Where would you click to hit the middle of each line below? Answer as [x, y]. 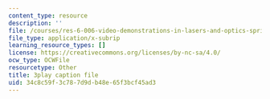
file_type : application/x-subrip [64, 38]
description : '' [35, 23]
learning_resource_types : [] [57, 46]
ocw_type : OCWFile [39, 61]
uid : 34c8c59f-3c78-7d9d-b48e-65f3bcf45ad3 [82, 82]
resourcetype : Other [43, 68]
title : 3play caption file [53, 75]
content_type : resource [48, 16]
